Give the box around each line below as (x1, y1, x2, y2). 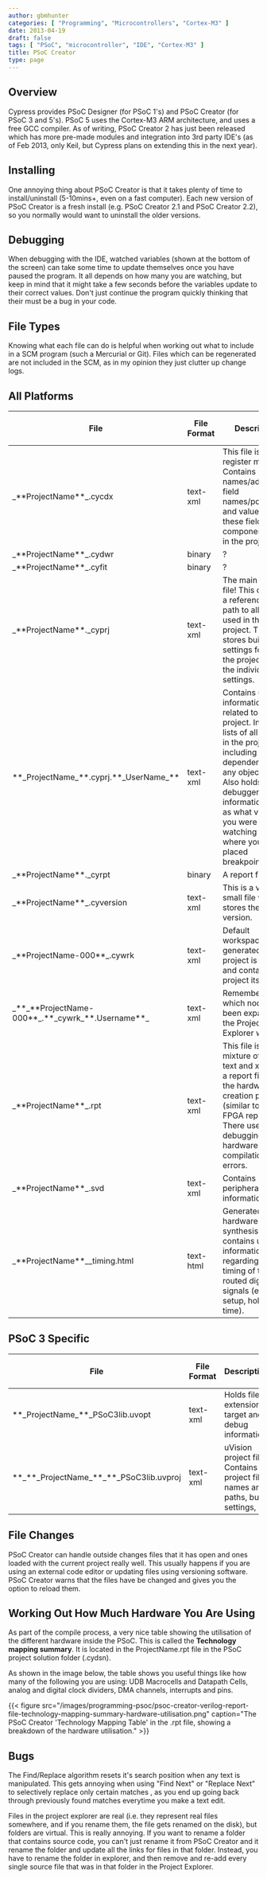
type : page (8, 57, 44, 64)
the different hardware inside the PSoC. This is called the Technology (8, 1636, 237, 1646)
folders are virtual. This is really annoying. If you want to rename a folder (8, 1828, 246, 1838)
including (222, 746, 257, 757)
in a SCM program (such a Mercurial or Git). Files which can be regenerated (8, 350, 257, 359)
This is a (222, 881, 254, 893)
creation (222, 1090, 253, 1101)
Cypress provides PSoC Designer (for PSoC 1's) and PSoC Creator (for (8, 107, 239, 116)
